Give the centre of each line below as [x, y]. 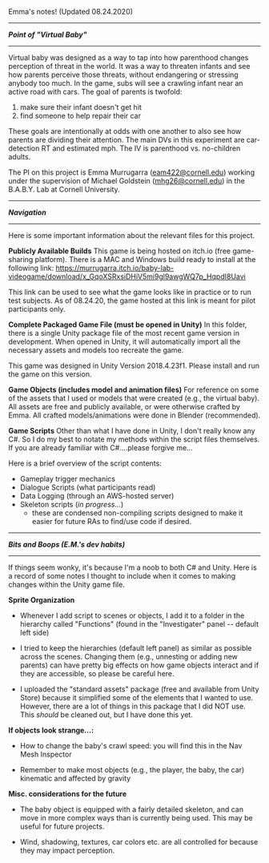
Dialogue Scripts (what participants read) [88, 487]
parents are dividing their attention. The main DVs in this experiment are [126, 140]
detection [24, 148]
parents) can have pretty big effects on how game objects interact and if [139, 665]
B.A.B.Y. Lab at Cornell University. [64, 189]
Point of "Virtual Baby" [48, 34]
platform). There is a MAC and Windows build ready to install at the [145, 259]
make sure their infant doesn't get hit [81, 107]
